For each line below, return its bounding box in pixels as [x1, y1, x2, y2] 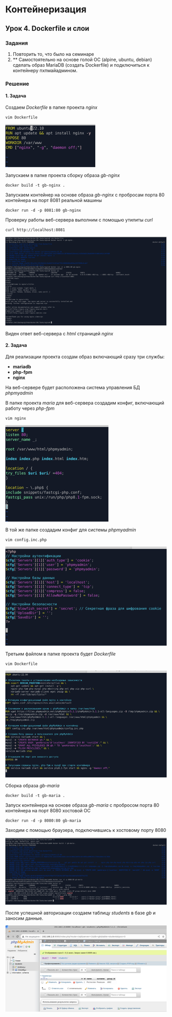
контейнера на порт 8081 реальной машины [5, 197, 102, 203]
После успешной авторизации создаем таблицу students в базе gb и [5, 909, 156, 916]
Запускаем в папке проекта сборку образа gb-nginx [5, 172, 120, 178]
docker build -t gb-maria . [5, 793, 66, 798]
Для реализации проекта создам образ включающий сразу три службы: [5, 353, 165, 360]
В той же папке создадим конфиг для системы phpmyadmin [5, 527, 137, 533]
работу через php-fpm [5, 405, 55, 411]
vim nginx [5, 415, 27, 421]
